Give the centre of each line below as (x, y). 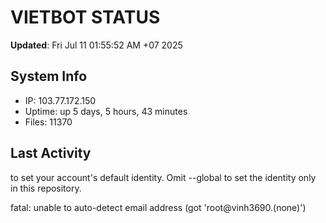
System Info (49, 76)
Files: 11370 (48, 122)
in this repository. (46, 188)
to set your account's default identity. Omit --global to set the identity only (163, 177)
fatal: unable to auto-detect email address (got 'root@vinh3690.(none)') (158, 207)
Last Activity (51, 153)
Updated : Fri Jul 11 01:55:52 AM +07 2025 (96, 45)
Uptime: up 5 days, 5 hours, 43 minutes (106, 111)
